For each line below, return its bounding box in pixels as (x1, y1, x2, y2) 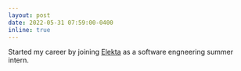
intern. (8, 55, 30, 65)
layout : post (8, 11, 51, 20)
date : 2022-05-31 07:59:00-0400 (8, 19, 113, 27)
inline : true (8, 26, 51, 34)
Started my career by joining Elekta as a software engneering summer (8, 48, 233, 57)
